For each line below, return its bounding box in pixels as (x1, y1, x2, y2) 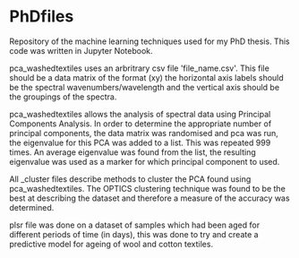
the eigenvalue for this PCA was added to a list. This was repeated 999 (9, 137, 271, 148)
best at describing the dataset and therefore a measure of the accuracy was (9, 193, 290, 203)
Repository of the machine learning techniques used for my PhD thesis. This (9, 36, 290, 47)
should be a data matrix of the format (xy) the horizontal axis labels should (9, 72, 284, 82)
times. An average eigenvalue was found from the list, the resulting (9, 146, 257, 158)
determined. (9, 202, 55, 212)
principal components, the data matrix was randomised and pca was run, (9, 127, 279, 138)
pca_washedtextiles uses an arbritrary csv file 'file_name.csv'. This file (9, 63, 270, 73)
